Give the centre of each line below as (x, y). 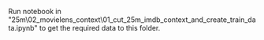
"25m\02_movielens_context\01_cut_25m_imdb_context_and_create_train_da (132, 20)
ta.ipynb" (23, 28)
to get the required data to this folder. (100, 28)
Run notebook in (35, 11)
